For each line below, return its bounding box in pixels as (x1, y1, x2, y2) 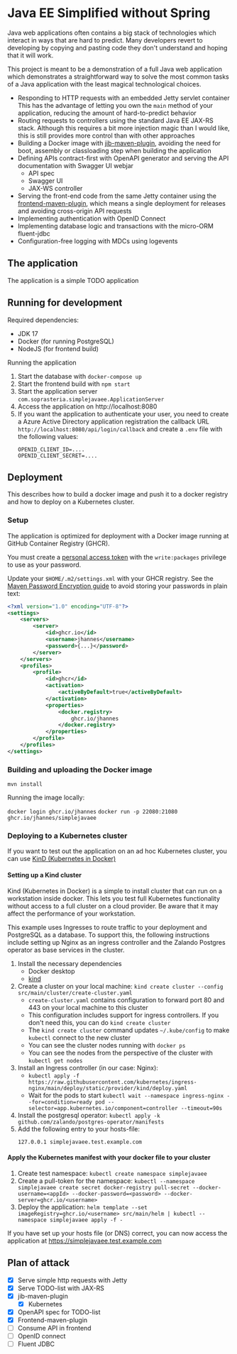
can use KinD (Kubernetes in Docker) (7, 855, 116, 863)
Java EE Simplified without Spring (7, 5, 211, 21)
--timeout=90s (180, 1104, 223, 1111)
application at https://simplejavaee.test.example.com (7, 1236, 162, 1245)
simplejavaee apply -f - (49, 1216, 123, 1223)
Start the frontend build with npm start (17, 379, 131, 388)
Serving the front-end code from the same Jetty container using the (17, 192, 216, 200)
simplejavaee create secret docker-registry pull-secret (17, 1184, 190, 1191)
